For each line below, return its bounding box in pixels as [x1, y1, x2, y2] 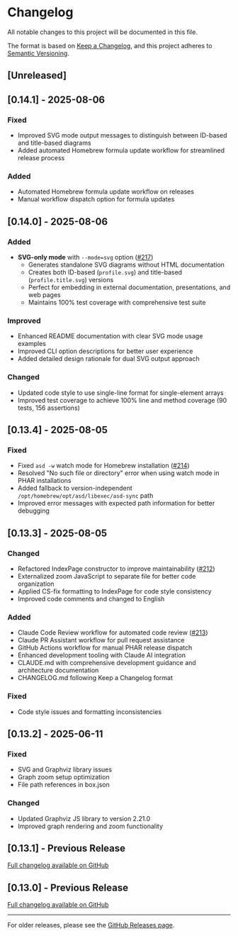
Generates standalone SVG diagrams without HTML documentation [28, 260, 225, 269]
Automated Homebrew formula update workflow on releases [17, 187, 195, 196]
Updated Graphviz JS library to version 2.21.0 [17, 814, 151, 823]
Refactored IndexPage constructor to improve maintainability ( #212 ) [17, 564, 215, 573]
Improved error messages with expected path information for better [17, 499, 215, 508]
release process [17, 154, 65, 162]
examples [17, 340, 46, 348]
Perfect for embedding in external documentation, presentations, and [28, 283, 231, 291]
